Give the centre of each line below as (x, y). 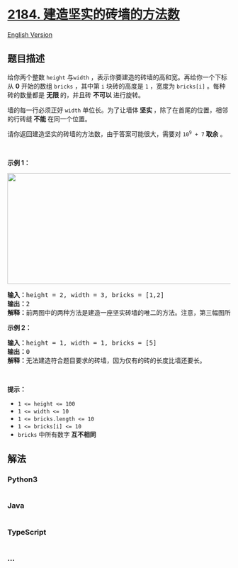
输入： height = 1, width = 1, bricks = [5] (82, 343)
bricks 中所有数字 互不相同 (57, 434)
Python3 (22, 479)
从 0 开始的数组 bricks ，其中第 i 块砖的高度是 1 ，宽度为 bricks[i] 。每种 (117, 86)
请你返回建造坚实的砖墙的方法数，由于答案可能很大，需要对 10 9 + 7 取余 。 (117, 134)
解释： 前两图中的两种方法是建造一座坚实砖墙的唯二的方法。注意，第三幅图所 (119, 312)
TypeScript (27, 532)
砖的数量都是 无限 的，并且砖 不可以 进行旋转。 (76, 95)
